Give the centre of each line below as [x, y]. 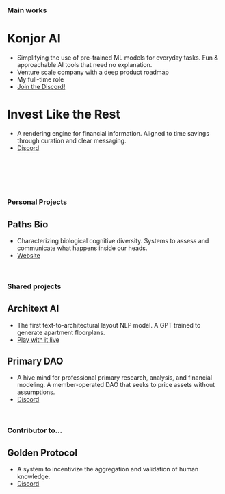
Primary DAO [35, 361]
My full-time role [40, 79]
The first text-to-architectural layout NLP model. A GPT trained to [109, 325]
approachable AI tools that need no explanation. [84, 64]
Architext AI [33, 309]
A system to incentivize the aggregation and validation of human [108, 469]
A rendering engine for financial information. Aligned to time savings [113, 133]
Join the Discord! [41, 86]
